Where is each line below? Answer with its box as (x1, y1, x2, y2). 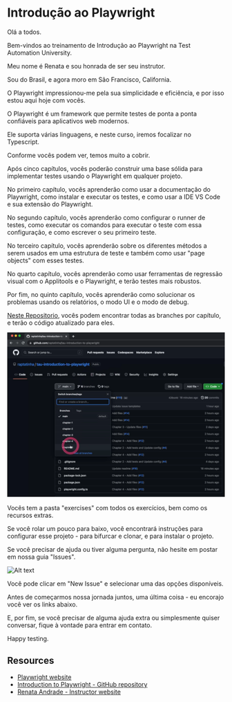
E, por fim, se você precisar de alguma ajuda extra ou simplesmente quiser (7, 614, 220, 622)
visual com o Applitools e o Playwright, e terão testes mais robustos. (7, 277, 202, 285)
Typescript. (7, 137, 40, 146)
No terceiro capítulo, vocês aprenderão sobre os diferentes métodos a (7, 241, 207, 250)
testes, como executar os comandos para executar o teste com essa (7, 220, 202, 229)
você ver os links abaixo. (7, 600, 78, 609)
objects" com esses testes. (7, 256, 84, 264)
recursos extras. (7, 511, 54, 520)
